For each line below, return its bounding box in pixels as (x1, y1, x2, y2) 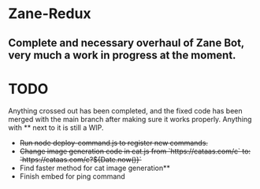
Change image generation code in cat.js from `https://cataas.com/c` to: (19, 146, 251, 156)
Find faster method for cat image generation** (19, 163, 171, 172)
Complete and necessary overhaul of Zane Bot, (8, 36, 244, 50)
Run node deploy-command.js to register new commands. (19, 138, 209, 147)
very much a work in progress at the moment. (8, 48, 236, 61)
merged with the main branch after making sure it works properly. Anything (8, 114, 252, 124)
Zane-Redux (8, 5, 92, 23)
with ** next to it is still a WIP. (8, 123, 104, 132)
